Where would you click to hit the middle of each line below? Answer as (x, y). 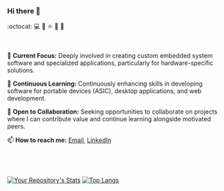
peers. (16, 126)
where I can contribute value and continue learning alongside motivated (109, 119)
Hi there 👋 (24, 11)
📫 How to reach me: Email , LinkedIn (59, 140)
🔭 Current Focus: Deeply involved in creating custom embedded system (110, 56)
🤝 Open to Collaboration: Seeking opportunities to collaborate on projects (112, 112)
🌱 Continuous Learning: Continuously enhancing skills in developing (105, 84)
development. (27, 99)
